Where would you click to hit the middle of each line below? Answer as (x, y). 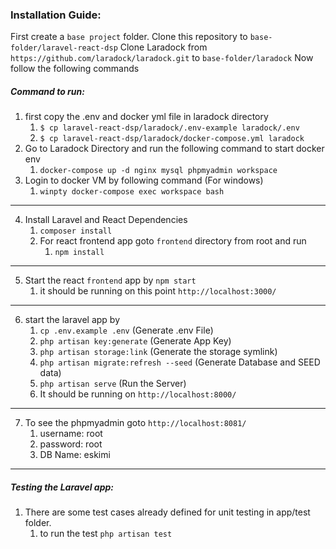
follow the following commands (75, 69)
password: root (71, 444)
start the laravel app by (72, 320)
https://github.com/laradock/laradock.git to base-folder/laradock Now (162, 58)
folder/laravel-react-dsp (64, 48)
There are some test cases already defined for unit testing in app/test (167, 512)
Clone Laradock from (163, 47)
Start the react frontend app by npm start (110, 280)
